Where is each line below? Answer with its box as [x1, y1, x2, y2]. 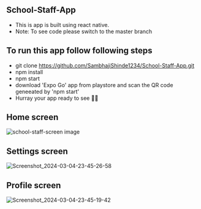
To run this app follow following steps [6, 45, 153, 56]
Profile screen [6, 180, 61, 191]
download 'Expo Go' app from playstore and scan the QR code [15, 81, 173, 88]
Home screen [6, 112, 59, 123]
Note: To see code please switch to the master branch [15, 28, 153, 35]
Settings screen [6, 146, 69, 156]
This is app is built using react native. [15, 21, 110, 28]
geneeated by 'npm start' [15, 88, 80, 95]
